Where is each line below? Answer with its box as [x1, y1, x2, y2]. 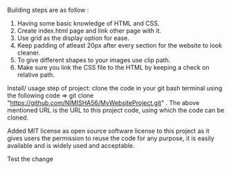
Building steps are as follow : [7, 6, 89, 14]
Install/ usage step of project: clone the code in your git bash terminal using [7, 84, 223, 92]
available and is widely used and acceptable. [7, 142, 135, 149]
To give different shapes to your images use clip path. [17, 56, 171, 64]
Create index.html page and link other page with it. [17, 27, 162, 35]
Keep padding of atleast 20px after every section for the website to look [17, 41, 223, 49]
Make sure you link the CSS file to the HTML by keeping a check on [17, 64, 210, 71]
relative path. [17, 70, 55, 79]
